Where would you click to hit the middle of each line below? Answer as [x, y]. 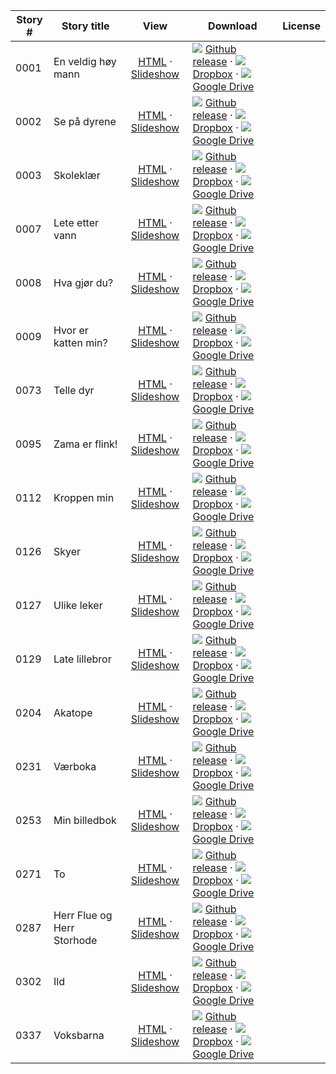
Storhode [75, 940]
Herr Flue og [83, 915]
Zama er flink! [85, 444]
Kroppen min [84, 497]
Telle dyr [74, 390]
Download [233, 26]
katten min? [80, 342]
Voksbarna [79, 1035]
